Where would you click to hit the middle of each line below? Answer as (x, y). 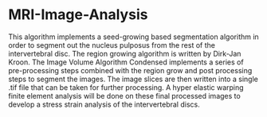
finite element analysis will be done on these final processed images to (124, 96)
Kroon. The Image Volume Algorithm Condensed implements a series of (126, 62)
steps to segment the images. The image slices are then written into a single (133, 79)
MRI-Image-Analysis (78, 15)
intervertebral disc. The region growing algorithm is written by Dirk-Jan (125, 53)
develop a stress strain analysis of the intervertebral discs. (104, 104)
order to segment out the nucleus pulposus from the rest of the (112, 45)
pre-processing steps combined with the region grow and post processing (130, 70)
